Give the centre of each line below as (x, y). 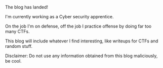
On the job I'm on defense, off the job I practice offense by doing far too (78, 26)
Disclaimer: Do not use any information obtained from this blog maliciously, (81, 56)
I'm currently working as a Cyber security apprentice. (60, 17)
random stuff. (19, 46)
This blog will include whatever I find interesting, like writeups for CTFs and (82, 41)
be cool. (13, 61)
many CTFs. (17, 31)
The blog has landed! (27, 7)
